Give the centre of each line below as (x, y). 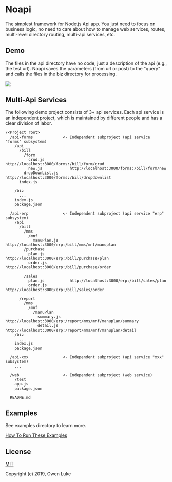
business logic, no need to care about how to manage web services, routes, (85, 29)
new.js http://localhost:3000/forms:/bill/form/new (97, 168)
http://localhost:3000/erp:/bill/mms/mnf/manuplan (61, 245)
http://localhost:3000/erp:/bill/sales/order (55, 290)
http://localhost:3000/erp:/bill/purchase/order (58, 267)
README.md (20, 397)
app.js (22, 384)
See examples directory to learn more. (46, 426)
